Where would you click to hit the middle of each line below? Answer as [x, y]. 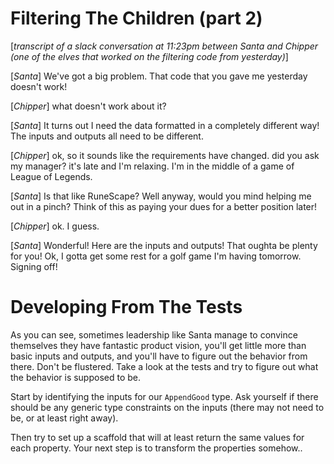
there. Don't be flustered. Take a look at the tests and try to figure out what [164, 366]
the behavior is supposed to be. [76, 377]
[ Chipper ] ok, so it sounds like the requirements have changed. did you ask [165, 155]
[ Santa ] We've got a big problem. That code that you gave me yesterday [159, 76]
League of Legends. [51, 176]
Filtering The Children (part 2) [136, 18]
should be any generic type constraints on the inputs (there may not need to [167, 407]
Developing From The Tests [126, 307]
